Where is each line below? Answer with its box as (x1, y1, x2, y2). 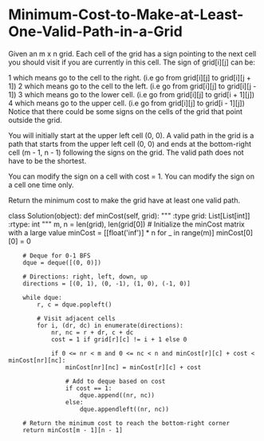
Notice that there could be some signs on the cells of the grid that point (8, 106, 243, 116)
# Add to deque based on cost (65, 377, 166, 385)
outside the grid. (8, 115, 62, 124)
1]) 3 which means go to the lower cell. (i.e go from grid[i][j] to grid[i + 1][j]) (8, 89, 255, 99)
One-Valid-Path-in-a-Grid (8, 22, 183, 41)
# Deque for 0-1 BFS (22, 251, 91, 260)
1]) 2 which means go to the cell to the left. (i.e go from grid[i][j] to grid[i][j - (8, 81, 257, 91)
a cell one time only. (8, 179, 74, 189)
